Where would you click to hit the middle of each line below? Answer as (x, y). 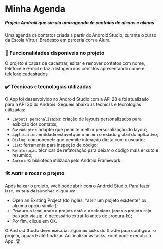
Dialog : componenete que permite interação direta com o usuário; (78, 139)
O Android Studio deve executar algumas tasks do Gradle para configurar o (81, 230)
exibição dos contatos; (35, 124)
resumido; (22, 155)
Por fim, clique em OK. (35, 221)
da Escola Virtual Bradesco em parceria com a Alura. (58, 40)
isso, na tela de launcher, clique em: (41, 191)
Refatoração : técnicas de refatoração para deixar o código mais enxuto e (85, 150)
